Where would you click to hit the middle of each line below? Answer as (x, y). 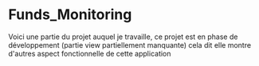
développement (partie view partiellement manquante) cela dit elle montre (130, 45)
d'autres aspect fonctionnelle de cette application (90, 53)
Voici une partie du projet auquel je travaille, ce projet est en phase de (123, 37)
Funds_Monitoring (70, 15)
